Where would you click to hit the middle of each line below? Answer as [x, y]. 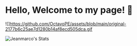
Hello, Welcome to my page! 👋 [69, 10]
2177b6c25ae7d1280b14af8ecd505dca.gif [49, 29]
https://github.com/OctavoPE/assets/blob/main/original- [68, 24]
